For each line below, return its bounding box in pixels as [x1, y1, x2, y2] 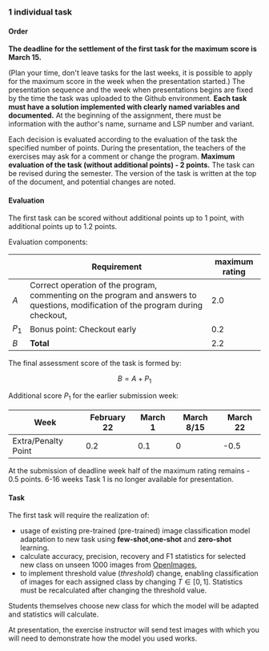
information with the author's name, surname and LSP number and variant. [8, 119, 255, 129]
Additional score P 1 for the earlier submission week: [8, 391, 179, 403]
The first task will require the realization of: [8, 511, 150, 520]
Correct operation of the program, [29, 279, 158, 291]
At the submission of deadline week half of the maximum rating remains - [8, 466, 251, 476]
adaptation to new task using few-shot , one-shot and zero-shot [19, 535, 232, 545]
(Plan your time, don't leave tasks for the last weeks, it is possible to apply [8, 68, 253, 78]
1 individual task [8, 6, 73, 18]
